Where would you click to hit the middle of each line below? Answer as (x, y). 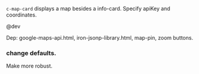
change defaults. (31, 53)
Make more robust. (29, 66)
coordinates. (21, 15)
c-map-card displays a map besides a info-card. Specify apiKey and (88, 9)
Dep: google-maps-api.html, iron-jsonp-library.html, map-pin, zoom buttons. (100, 38)
